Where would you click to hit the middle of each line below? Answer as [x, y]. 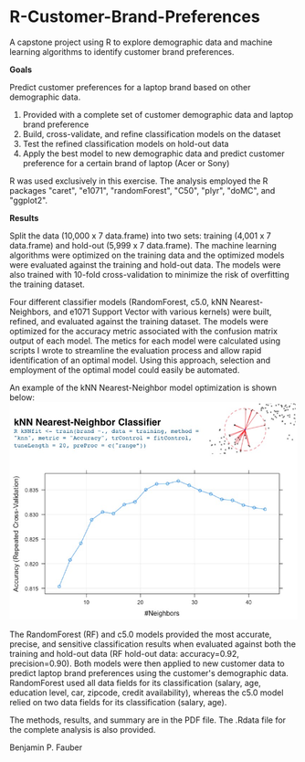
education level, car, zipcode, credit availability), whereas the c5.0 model [147, 693]
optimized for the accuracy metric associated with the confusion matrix [144, 331]
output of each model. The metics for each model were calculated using [145, 341]
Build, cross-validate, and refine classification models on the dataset [152, 133]
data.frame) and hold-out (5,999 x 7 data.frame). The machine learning [143, 245]
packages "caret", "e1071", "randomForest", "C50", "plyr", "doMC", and [142, 190]
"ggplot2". [29, 200]
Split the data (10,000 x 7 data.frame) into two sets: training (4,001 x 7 [140, 236]
